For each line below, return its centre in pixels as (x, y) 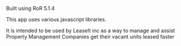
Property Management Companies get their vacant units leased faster (90, 37)
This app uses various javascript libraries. (56, 19)
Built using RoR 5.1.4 (30, 8)
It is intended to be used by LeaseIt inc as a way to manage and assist (90, 30)
